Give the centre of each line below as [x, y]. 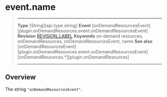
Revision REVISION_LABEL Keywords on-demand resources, [80, 36]
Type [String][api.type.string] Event [54, 25]
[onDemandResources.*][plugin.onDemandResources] [73, 57]
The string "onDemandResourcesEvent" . [43, 89]
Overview [21, 77]
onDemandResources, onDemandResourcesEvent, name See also [85, 41]
